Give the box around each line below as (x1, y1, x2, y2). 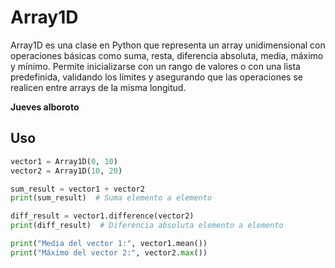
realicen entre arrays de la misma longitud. (10, 81, 187, 93)
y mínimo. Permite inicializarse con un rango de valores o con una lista (10, 60, 301, 72)
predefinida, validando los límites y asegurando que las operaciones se (10, 71, 303, 83)
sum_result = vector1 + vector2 (10, 184, 145, 194)
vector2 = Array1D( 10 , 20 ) (10, 166, 123, 176)
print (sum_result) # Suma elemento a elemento (10, 193, 213, 203)
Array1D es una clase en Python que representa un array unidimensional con (10, 39, 326, 51)
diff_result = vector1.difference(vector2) (10, 211, 195, 221)
